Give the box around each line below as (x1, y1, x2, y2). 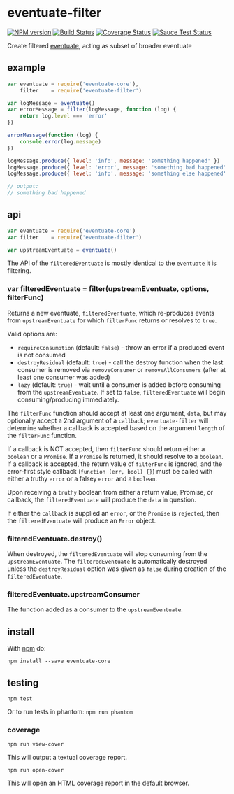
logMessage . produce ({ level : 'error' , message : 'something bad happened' (7, 164, 227, 171)
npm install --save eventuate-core (7, 658, 111, 665)
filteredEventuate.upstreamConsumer (7, 589, 140, 599)
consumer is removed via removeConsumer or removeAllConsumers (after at (17, 365, 226, 374)
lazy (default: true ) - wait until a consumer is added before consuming (17, 380, 221, 389)
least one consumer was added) (17, 373, 110, 381)
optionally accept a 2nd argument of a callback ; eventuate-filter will (7, 416, 209, 425)
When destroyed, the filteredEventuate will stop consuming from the (7, 550, 208, 558)
